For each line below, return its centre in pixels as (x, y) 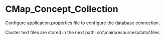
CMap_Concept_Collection (62, 9)
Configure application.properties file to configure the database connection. (83, 23)
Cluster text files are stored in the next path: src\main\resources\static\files (82, 32)
